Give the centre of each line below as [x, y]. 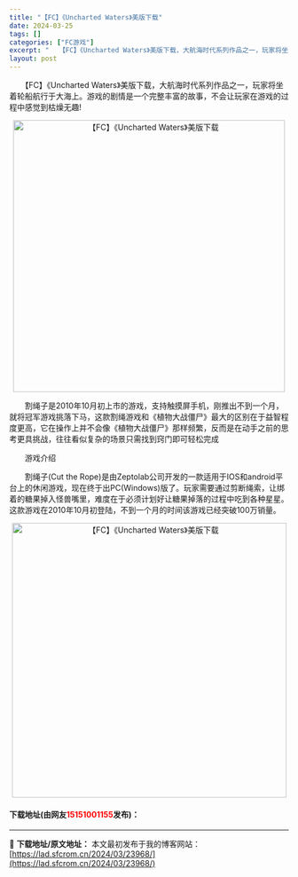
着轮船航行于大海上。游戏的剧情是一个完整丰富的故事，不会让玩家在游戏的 [145, 96]
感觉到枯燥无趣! [53, 107]
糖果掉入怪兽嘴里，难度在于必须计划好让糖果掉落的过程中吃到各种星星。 [157, 499]
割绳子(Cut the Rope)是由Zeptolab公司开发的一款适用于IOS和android [150, 477]
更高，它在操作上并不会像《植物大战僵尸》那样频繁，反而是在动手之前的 [149, 428]
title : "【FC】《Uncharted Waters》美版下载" [86, 17]
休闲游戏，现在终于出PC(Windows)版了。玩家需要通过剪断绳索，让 [155, 488]
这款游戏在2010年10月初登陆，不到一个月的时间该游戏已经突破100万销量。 [145, 510]
